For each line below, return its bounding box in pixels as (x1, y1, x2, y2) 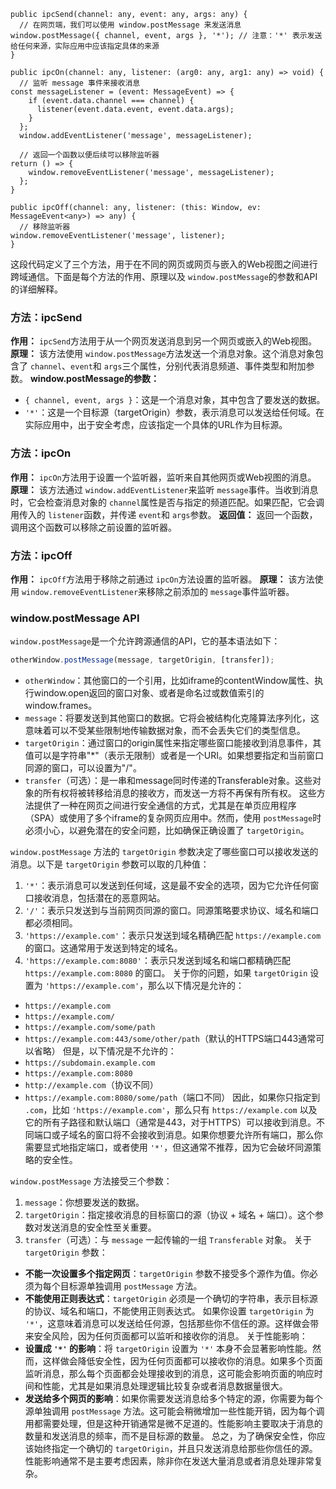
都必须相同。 (24, 917, 78, 929)
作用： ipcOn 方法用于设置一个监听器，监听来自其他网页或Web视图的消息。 (10, 471, 317, 483)
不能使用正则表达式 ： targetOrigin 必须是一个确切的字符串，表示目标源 (24, 1293, 318, 1305)
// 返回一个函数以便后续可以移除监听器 (19, 150, 160, 160)
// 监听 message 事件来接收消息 (19, 78, 141, 88)
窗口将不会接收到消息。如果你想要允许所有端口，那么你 (94, 1129, 323, 1141)
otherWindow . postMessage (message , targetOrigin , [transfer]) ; (10, 655, 275, 665)
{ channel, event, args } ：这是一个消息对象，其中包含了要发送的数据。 (24, 394, 326, 406)
